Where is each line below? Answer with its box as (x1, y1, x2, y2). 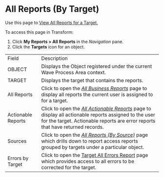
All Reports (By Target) (5, 3, 99, 15)
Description (41, 55, 68, 62)
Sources (7, 137, 27, 144)
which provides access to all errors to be (41, 158, 134, 165)
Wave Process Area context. (41, 69, 106, 76)
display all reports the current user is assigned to (41, 91, 153, 98)
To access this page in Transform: (5, 29, 74, 35)
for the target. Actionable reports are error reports (41, 117, 156, 124)
